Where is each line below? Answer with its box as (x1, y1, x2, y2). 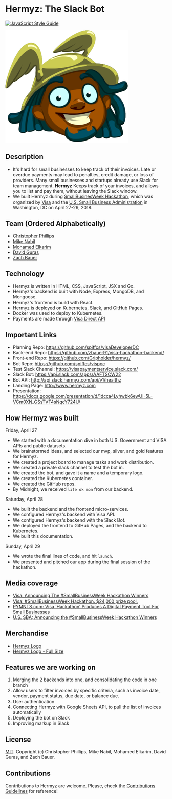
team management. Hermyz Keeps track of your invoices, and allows (12, 183, 159, 189)
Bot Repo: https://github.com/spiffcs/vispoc (12, 361, 105, 367)
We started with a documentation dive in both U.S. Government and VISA (12, 437, 167, 443)
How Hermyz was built (5, 413, 79, 422)
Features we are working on (5, 663, 96, 672)
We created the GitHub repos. (12, 481, 76, 487)
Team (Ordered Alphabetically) (5, 219, 106, 228)
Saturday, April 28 (5, 496, 44, 502)
